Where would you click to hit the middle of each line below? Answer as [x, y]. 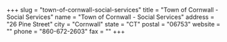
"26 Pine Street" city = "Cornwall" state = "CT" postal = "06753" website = [113, 24]
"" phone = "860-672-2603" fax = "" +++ [66, 31]
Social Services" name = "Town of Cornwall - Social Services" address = [111, 17]
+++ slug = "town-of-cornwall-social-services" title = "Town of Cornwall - [112, 10]
